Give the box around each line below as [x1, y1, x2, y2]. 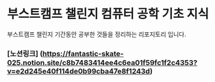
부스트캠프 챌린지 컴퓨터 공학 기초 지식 [7, 6, 210, 22]
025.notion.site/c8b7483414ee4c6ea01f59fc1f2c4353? [7, 57, 198, 67]
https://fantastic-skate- [42, 49, 124, 58]
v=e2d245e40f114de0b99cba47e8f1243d [7, 66, 151, 76]
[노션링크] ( [7, 49, 43, 58]
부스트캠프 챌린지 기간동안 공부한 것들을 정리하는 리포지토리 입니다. [7, 30, 186, 38]
